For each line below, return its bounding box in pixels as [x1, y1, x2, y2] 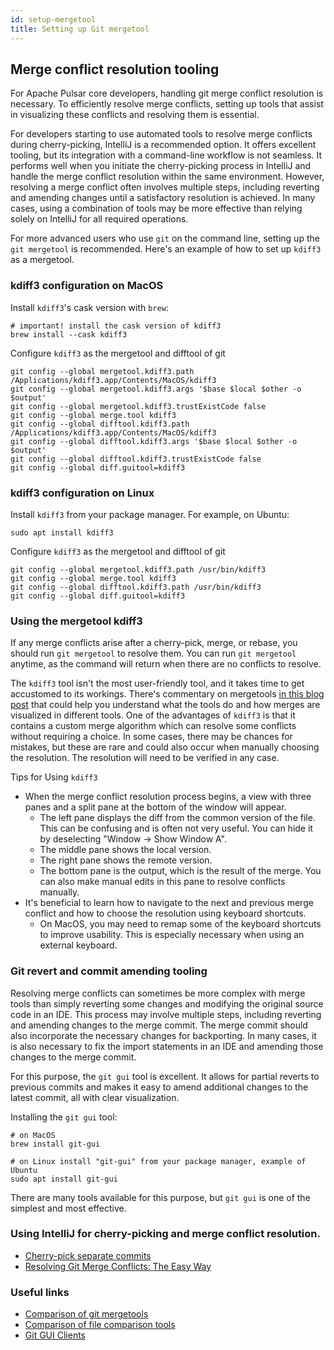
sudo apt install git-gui [10, 1174, 118, 1184]
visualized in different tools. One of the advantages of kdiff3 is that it [10, 709, 296, 721]
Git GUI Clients [24, 1329, 86, 1341]
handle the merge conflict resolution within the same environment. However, [10, 171, 325, 183]
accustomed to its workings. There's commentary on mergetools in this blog [10, 688, 325, 700]
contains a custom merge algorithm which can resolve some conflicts [10, 720, 297, 732]
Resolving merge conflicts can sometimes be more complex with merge [10, 987, 306, 999]
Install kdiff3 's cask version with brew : [10, 301, 169, 313]
